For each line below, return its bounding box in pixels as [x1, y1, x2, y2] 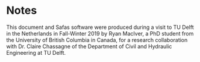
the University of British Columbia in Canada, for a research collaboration [6, 36, 188, 43]
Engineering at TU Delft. [6, 49, 66, 56]
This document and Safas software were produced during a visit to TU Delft [6, 23, 194, 31]
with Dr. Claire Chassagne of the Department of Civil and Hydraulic [6, 43, 172, 50]
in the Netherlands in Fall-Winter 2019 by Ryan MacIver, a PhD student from [6, 29, 194, 37]
